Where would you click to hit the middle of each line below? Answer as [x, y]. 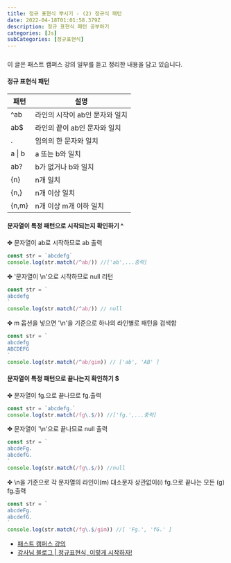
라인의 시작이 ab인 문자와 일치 [81, 115]
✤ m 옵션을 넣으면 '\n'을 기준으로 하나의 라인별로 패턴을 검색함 [92, 323]
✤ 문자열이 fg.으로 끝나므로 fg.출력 [54, 395]
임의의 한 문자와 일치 [67, 141]
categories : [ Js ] [32, 33]
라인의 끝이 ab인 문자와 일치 [78, 128]
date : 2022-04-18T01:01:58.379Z [54, 20]
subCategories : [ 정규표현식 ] [46, 40]
